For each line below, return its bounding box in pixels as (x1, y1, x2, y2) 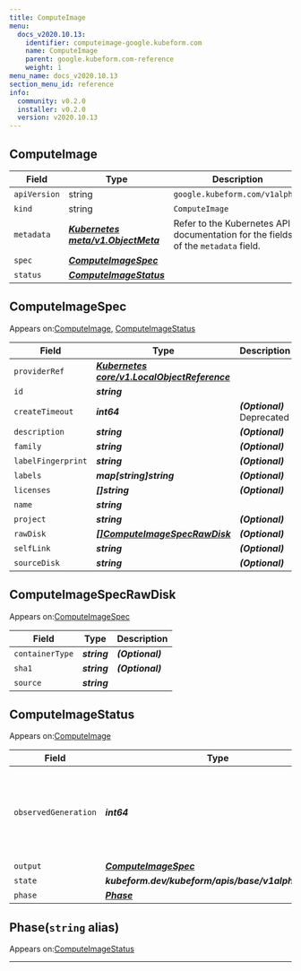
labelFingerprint (13, 455, 88, 466)
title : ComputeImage (9, 13, 87, 22)
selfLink (13, 543, 51, 553)
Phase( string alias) (9, 920, 119, 935)
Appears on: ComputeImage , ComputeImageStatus (9, 323, 195, 334)
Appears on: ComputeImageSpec (9, 611, 130, 621)
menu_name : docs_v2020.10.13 (9, 72, 118, 81)
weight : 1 (25, 64, 63, 73)
